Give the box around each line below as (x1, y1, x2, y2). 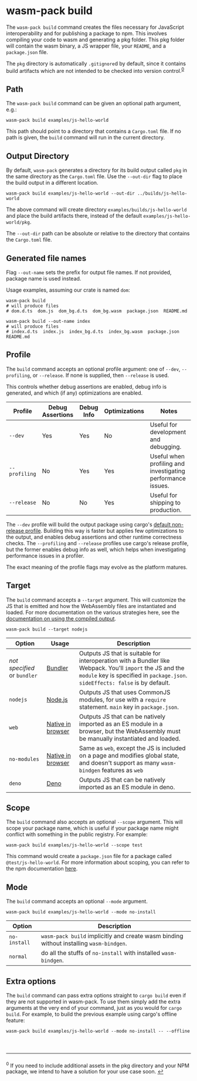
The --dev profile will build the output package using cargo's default (6, 521, 171, 528)
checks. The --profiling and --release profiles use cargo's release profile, (6, 539, 189, 546)
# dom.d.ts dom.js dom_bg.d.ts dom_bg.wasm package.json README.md (6, 308, 188, 314)
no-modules (9, 756, 39, 762)
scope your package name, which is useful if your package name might (6, 825, 179, 832)
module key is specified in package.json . (79, 671, 188, 679)
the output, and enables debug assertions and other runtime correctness (6, 533, 182, 540)
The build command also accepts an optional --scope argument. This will (6, 819, 183, 826)
